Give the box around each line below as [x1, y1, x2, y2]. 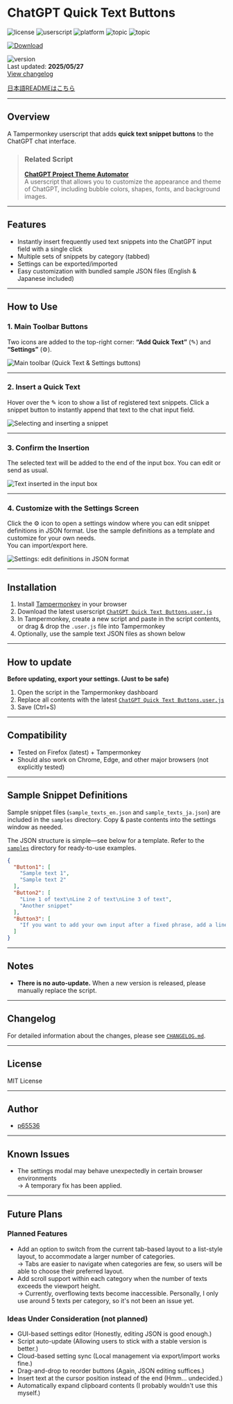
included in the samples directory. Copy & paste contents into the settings [7, 815, 216, 823]
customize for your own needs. [7, 534, 96, 542]
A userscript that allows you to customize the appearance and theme [24, 177, 222, 186]
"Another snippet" [19, 902, 73, 909]
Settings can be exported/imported [17, 259, 118, 268]
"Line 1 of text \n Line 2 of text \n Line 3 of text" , [19, 896, 172, 903]
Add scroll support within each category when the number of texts [17, 1274, 208, 1282]
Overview [7, 111, 51, 123]
